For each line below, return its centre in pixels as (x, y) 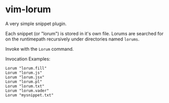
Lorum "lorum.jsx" (25, 77)
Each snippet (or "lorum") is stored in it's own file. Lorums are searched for (84, 33)
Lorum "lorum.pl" (24, 81)
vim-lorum (28, 9)
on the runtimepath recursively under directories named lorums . (72, 39)
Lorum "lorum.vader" (27, 91)
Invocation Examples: (28, 59)
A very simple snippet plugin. (36, 24)
